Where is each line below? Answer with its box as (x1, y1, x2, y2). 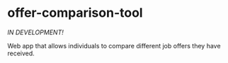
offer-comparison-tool (7, 5, 143, 21)
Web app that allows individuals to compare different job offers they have (7, 41, 221, 50)
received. (7, 49, 35, 57)
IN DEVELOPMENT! (7, 28, 64, 36)
